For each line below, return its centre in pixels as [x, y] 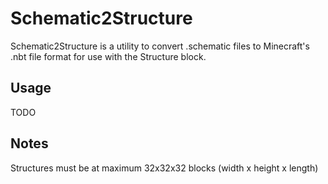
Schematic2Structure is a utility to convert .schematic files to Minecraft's [160, 46]
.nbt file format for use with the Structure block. [108, 56]
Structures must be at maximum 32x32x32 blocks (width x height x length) [164, 168]
